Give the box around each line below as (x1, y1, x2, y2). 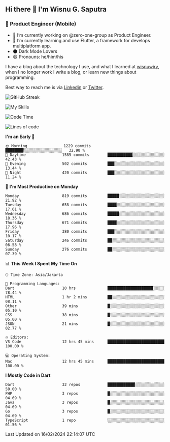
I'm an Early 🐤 (5, 133, 35, 140)
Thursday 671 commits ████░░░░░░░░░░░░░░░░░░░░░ (5, 220, 165, 225)
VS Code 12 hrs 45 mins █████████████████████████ (5, 339, 165, 344)
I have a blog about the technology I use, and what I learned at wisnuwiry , (5, 63, 160, 69)
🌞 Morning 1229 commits (5, 143, 91, 148)
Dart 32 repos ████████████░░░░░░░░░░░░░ (5, 382, 165, 387)
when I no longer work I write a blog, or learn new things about (5, 69, 137, 75)
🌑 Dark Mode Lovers (12, 48, 57, 54)
